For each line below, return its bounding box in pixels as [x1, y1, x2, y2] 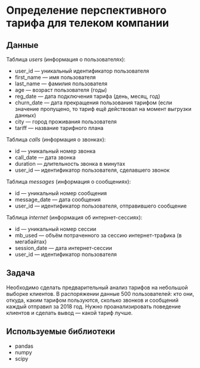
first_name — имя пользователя [14, 74, 96, 81]
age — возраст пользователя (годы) [14, 86, 107, 93]
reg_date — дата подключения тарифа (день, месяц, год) [14, 93, 161, 100]
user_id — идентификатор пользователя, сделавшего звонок [14, 166, 170, 174]
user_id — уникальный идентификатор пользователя [14, 67, 149, 75]
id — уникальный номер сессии [14, 225, 97, 233]
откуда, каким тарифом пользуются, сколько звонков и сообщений [6, 296, 179, 304]
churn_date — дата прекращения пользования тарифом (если [14, 99, 173, 106]
